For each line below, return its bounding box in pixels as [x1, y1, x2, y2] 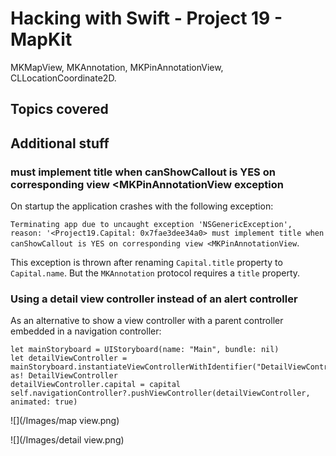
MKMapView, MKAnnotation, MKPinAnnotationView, [10, 61, 224, 73]
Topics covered [10, 101, 109, 118]
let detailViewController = [10, 353, 128, 364]
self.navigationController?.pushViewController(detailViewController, [10, 388, 311, 399]
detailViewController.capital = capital [10, 380, 182, 390]
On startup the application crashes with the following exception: [10, 200, 274, 212]
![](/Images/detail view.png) [10, 434, 125, 446]
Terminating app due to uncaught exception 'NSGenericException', [10, 220, 293, 230]
